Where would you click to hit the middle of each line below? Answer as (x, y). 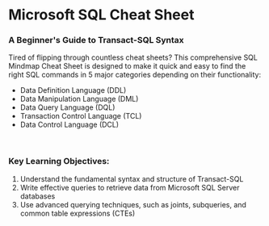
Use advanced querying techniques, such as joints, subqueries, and (133, 204)
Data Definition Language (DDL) (73, 90)
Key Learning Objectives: (59, 161)
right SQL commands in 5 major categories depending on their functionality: (134, 75)
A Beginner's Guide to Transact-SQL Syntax (96, 40)
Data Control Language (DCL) (69, 125)
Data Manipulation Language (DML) (79, 99)
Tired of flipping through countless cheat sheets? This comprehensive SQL (133, 57)
